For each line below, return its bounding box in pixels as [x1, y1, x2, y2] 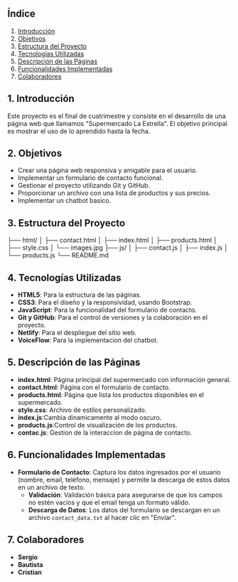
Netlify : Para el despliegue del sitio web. [17, 329, 137, 337]
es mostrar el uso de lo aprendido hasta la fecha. [7, 127, 151, 135]
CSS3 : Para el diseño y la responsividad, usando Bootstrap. [17, 298, 193, 307]
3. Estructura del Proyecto [7, 217, 126, 229]
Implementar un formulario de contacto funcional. [17, 174, 163, 182]
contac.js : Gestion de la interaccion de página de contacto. [17, 428, 193, 437]
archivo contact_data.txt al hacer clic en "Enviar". [28, 513, 176, 522]
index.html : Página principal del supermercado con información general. [17, 375, 232, 383]
